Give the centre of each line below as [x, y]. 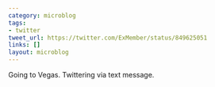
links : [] [25, 45]
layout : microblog [38, 52]
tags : [17, 23]
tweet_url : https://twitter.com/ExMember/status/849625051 [108, 38]
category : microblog [42, 15]
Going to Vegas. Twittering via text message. [81, 75]
